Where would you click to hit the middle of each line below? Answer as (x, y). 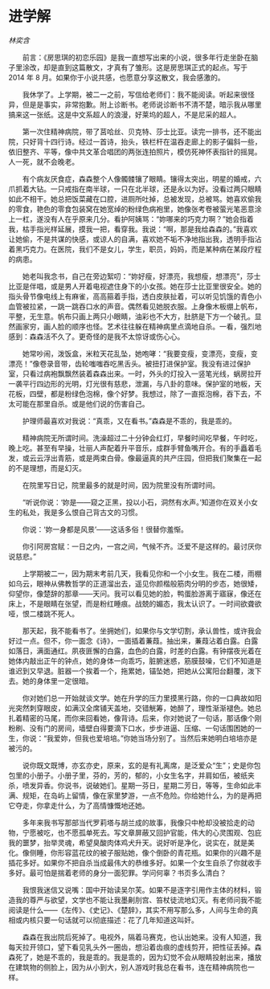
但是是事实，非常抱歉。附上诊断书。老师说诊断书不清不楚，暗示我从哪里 (142, 104)
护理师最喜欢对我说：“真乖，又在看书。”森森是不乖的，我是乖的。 (129, 421)
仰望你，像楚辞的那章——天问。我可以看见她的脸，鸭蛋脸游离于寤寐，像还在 (135, 593)
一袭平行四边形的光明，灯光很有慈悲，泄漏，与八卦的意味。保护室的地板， (131, 383)
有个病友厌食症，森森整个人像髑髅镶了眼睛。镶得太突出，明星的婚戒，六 (142, 178)
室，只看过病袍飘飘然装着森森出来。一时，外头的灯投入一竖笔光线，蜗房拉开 (135, 374)
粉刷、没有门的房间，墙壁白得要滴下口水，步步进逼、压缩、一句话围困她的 (131, 728)
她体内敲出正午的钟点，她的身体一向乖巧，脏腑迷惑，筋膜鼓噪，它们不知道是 (135, 660)
